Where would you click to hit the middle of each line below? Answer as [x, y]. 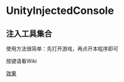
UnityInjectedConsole [60, 11]
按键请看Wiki [22, 61]
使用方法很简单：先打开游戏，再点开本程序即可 [62, 49]
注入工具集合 [29, 33]
